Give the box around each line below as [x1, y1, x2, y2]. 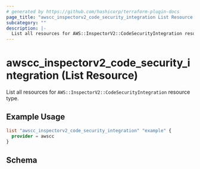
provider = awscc [11, 133, 55, 139]
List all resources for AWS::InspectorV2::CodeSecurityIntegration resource [6, 88, 190, 95]
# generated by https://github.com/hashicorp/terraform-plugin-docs [6, 8, 180, 15]
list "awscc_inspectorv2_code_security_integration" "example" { [6, 127, 171, 133]
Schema [6, 155, 37, 165]
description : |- [6, 25, 46, 31]
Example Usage [6, 112, 65, 122]
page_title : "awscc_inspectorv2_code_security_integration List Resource [6, 14, 193, 20]
